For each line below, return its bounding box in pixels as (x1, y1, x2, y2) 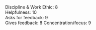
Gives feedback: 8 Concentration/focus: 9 (5, 20, 91, 26)
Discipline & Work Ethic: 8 (5, 4, 58, 10)
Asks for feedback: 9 (5, 15, 48, 20)
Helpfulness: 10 (5, 9, 37, 15)
